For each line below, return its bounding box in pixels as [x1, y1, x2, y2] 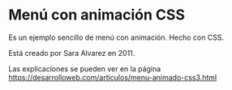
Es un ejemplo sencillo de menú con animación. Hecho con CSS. [8, 32, 225, 42]
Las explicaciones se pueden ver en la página [8, 63, 161, 74]
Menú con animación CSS [8, 6, 185, 24]
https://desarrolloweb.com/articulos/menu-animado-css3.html [8, 72, 217, 82]
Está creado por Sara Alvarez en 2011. [8, 48, 135, 58]
